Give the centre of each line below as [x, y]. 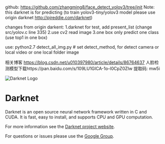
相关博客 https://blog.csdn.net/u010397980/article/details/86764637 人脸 [80, 62]
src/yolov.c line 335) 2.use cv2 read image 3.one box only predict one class [82, 32]
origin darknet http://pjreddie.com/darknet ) [49, 17]
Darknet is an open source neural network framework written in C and [76, 112]
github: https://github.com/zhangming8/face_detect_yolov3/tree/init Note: [80, 7]
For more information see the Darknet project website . [60, 126]
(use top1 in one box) [26, 37]
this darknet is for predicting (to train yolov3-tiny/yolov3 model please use [80, 12]
